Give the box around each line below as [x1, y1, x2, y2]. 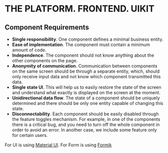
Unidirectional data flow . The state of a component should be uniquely [12, 95, 160, 101]
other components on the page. [12, 58, 78, 63]
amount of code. [12, 47, 47, 53]
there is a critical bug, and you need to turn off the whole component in [12, 121, 160, 127]
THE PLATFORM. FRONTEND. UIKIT [5, 3, 154, 15]
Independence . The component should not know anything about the [12, 52, 154, 58]
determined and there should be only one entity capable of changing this [12, 100, 163, 106]
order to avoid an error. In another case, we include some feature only [12, 127, 157, 133]
